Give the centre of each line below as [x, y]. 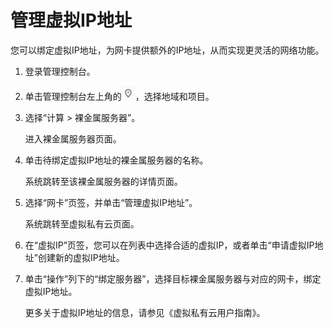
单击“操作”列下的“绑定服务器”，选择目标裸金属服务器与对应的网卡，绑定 [173, 278]
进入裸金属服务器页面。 [73, 138]
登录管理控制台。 [60, 71]
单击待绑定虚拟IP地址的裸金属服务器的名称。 [116, 160]
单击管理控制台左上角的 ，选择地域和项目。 [119, 96]
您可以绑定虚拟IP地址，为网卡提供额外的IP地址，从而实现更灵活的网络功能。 [167, 50]
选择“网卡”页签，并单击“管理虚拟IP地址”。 [111, 202]
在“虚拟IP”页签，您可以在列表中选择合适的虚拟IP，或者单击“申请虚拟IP [169, 245]
